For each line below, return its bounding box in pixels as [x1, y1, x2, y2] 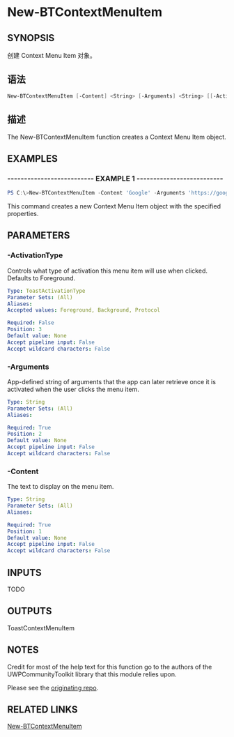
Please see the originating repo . [7, 683, 99, 692]
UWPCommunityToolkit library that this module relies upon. [7, 670, 177, 678]
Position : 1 [7, 528, 42, 535]
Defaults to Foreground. [7, 273, 75, 282]
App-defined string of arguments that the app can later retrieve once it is [7, 377, 216, 386]
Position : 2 [7, 430, 42, 438]
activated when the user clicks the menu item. [7, 385, 139, 393]
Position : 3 [7, 326, 42, 333]
